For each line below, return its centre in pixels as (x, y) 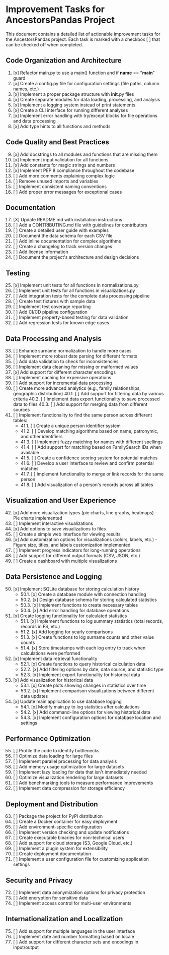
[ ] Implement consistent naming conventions (60, 186)
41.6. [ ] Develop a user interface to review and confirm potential (87, 463)
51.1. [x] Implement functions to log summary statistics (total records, (92, 621)
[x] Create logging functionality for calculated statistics (70, 616)
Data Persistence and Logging (54, 577)
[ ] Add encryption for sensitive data (51, 898)
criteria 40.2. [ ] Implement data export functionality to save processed (86, 399)
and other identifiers (41, 436)
